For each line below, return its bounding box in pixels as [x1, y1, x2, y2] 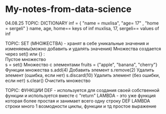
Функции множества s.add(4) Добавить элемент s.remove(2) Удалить [5, 66, 154, 73]
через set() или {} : [5, 51, 45, 57]
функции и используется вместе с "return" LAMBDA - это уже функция [5, 92, 156, 98]
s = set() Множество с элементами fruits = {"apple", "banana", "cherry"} [5, 61, 157, 67]
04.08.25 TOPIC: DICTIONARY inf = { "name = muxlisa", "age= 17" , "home [5, 20, 159, 26]
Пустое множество [5, 56, 46, 62]
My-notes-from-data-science [5, 3, 131, 15]
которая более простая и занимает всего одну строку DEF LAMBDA [5, 97, 150, 103]
